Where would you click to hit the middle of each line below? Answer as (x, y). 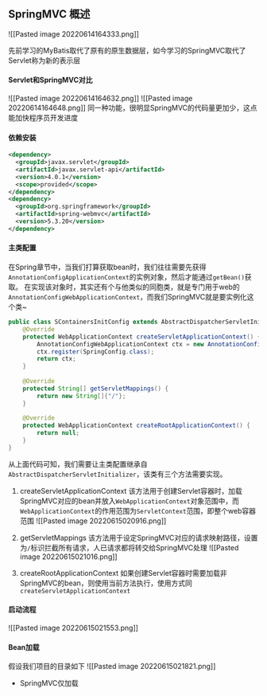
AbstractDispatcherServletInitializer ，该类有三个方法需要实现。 (118, 474)
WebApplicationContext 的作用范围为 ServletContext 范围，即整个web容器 (138, 510)
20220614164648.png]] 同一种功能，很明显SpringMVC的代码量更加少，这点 (133, 108)
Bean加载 (24, 647)
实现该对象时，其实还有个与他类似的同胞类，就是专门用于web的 (135, 287)
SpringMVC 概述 (49, 14)
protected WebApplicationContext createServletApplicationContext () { (142, 337)
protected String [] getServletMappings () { (96, 389)
